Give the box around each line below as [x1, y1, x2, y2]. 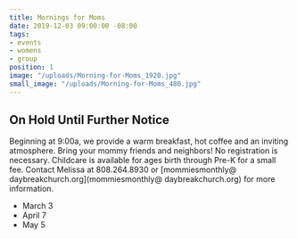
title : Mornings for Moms [9, 12, 105, 22]
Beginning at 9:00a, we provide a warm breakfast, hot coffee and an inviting [9, 136, 289, 147]
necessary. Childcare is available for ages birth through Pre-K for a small [9, 155, 276, 166]
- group [9, 54, 38, 63]
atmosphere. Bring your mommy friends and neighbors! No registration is [9, 145, 278, 156]
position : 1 [9, 63, 54, 72]
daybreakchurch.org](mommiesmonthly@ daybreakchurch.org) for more [9, 174, 276, 185]
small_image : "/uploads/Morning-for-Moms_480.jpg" [9, 79, 202, 88]
